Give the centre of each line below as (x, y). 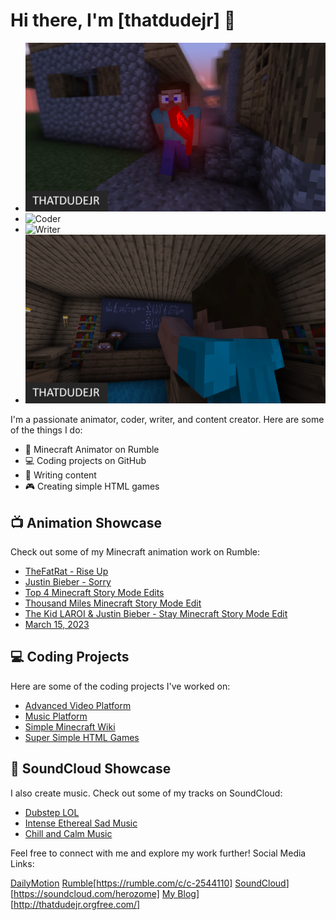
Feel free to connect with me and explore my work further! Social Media (158, 853)
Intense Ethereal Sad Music (81, 823)
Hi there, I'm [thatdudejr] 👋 (123, 20)
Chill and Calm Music (68, 833)
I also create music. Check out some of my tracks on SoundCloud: (146, 793)
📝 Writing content (60, 475)
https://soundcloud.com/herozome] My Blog (105, 893)
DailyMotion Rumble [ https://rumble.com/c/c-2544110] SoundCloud (148, 883)
